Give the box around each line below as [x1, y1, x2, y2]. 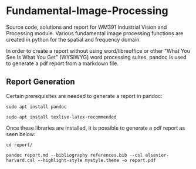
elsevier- [145, 152, 169, 158]
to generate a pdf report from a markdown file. [6, 60, 119, 67]
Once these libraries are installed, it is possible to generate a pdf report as [6, 124, 185, 131]
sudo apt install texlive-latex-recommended [6, 114, 117, 120]
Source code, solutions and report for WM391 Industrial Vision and [6, 23, 167, 31]
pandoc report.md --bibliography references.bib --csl [6, 152, 143, 158]
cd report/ [6, 142, 33, 148]
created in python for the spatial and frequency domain [6, 36, 140, 43]
